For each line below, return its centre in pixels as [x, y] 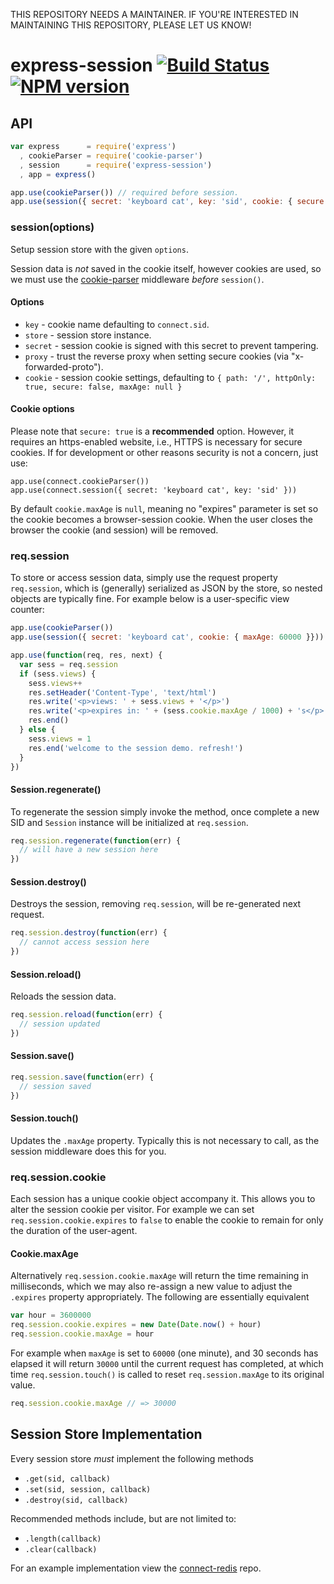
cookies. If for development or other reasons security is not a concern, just [164, 452]
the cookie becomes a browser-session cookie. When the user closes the [161, 519]
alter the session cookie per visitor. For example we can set [132, 1210]
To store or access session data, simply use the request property [144, 578]
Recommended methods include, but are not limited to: [123, 1518]
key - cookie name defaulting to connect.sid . [117, 324]
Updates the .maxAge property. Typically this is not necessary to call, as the [165, 1140]
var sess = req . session [68, 664]
